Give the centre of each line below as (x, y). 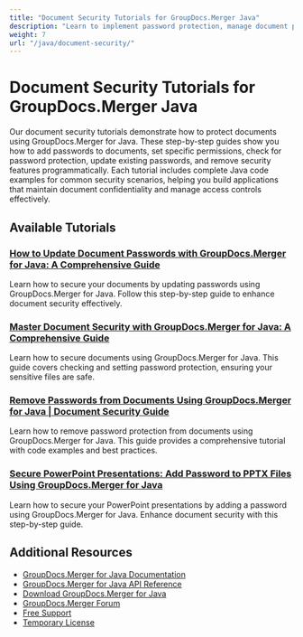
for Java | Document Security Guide (89, 412)
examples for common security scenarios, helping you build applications (144, 180)
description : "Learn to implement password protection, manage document (149, 26)
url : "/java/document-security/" (72, 43)
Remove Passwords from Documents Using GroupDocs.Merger (150, 400)
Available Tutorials (63, 227)
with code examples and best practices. (83, 450)
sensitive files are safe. (52, 377)
